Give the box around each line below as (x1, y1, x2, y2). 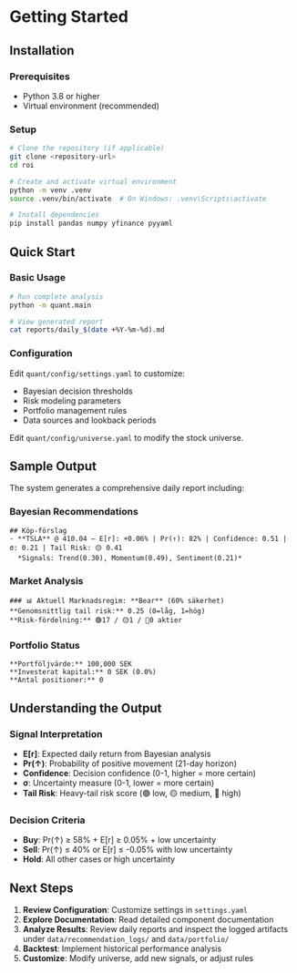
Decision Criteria (9, 814, 86, 826)
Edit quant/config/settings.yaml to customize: (9, 367, 185, 379)
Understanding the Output (9, 700, 162, 716)
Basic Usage (9, 271, 67, 284)
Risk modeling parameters (22, 394, 121, 406)
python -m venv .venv (9, 185, 92, 195)
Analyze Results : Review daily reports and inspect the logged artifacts (22, 924, 289, 935)
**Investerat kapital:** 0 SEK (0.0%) (9, 668, 157, 677)
